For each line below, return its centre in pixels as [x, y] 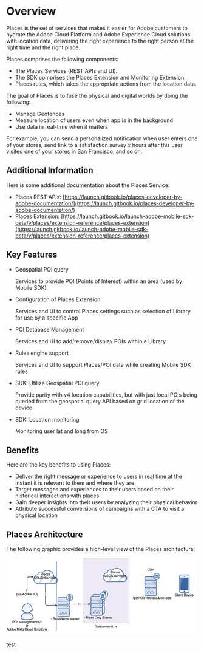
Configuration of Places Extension [58, 299]
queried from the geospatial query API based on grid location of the [100, 401]
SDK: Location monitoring [47, 419]
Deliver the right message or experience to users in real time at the [98, 477]
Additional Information [50, 170]
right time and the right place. [43, 47]
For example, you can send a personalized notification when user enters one [102, 138]
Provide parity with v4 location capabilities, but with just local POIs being [106, 395]
